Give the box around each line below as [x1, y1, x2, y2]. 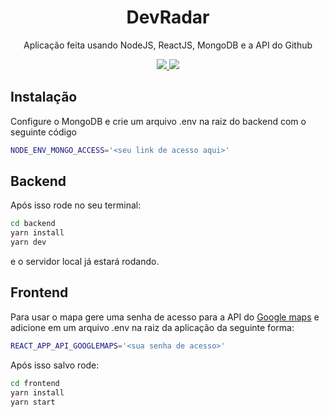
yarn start [10, 397, 56, 407]
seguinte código [10, 126, 77, 138]
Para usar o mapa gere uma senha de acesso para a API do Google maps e [10, 311, 320, 323]
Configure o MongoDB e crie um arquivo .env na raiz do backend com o [10, 115, 307, 127]
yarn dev [10, 237, 47, 248]
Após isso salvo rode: [10, 359, 100, 371]
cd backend [10, 219, 56, 229]
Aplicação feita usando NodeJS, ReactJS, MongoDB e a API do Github [23, 39, 313, 51]
